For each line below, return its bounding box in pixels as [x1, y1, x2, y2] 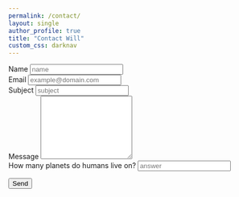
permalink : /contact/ [8, 11, 81, 20]
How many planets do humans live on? [8, 161, 137, 170]
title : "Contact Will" [8, 34, 84, 43]
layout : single [8, 19, 60, 27]
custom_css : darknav [8, 42, 78, 50]
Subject [8, 85, 34, 95]
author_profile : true [8, 27, 81, 35]
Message [8, 152, 39, 162]
